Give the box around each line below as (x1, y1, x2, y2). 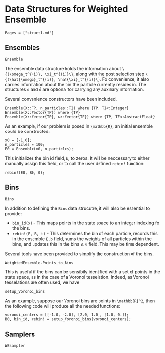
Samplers (5, 330, 35, 338)
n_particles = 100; (5, 142, 45, 147)
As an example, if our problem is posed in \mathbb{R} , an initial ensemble (5, 123, 153, 129)
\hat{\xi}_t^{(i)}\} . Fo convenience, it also (58, 76, 149, 82)
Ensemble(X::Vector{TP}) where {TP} (5, 110, 80, 115)
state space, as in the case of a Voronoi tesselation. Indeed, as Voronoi (5, 274, 149, 280)
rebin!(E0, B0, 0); (5, 170, 45, 175)
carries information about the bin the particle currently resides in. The (5, 81, 147, 87)
